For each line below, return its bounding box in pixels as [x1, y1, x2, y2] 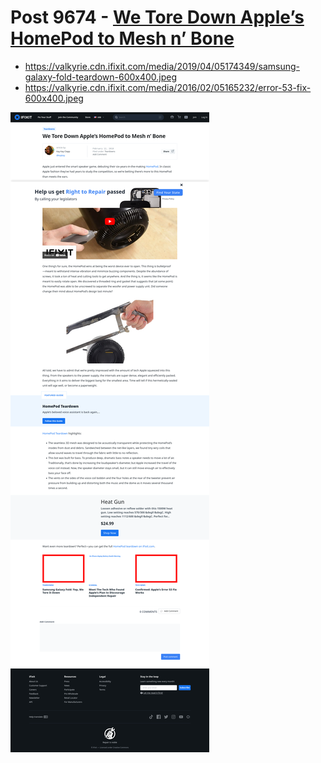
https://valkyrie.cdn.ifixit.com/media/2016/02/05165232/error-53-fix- [24, 81, 312, 93]
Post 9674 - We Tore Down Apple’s [10, 6, 305, 29]
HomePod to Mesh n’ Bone [10, 27, 235, 50]
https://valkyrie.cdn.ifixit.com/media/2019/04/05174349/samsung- [24, 60, 300, 72]
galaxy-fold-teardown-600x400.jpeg [24, 71, 178, 83]
